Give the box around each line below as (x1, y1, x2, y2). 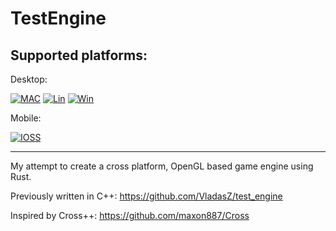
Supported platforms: (10, 47, 148, 64)
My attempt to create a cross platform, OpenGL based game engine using (10, 160, 314, 172)
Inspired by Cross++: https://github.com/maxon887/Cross (10, 210, 250, 221)
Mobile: (10, 112, 42, 124)
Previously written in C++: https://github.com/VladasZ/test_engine (10, 190, 283, 202)
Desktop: (10, 73, 48, 85)
